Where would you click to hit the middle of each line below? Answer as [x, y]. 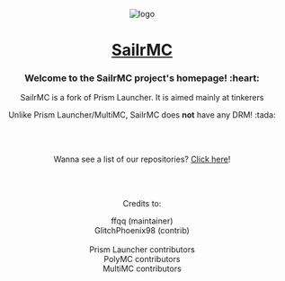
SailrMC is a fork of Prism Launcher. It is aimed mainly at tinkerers [142, 98]
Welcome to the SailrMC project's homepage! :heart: [142, 78]
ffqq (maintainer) [142, 221]
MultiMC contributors [142, 268]
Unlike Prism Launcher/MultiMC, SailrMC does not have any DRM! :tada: [142, 115]
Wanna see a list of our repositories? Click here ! [142, 159]
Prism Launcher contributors [142, 250]
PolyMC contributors [142, 259]
